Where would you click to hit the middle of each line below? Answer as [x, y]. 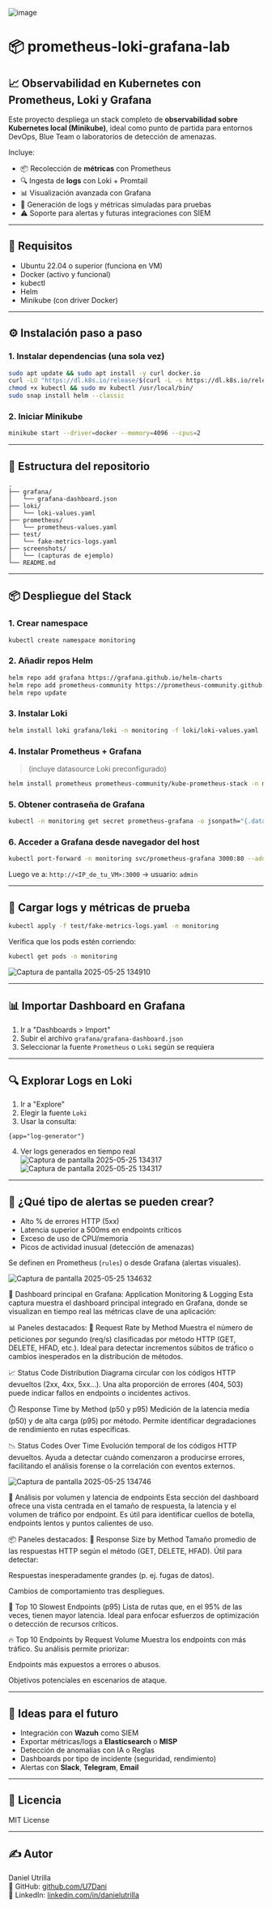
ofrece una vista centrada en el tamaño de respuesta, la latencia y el [122, 1506]
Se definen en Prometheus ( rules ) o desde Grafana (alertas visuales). [125, 1263]
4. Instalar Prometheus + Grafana [75, 751]
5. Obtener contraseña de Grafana [77, 804]
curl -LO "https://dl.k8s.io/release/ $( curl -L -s [96, 381]
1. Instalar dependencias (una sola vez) [87, 357]
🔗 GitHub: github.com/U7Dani [58, 1886]
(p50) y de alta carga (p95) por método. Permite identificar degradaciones [132, 1421]
